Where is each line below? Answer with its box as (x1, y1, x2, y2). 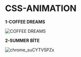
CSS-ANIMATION (5, 3, 77, 14)
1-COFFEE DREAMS (5, 19, 45, 25)
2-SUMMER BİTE (5, 37, 40, 43)
